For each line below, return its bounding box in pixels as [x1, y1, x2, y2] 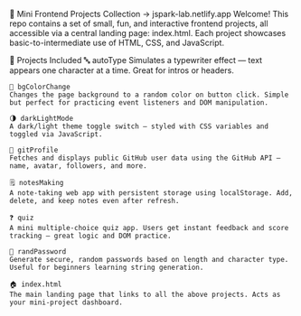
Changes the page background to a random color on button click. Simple [9, 90, 289, 99]
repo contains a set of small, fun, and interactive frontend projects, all [9, 18, 268, 29]
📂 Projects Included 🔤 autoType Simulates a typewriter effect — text [9, 55, 263, 65]
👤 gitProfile [9, 145, 59, 154]
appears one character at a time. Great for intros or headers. [9, 65, 235, 76]
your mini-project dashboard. [9, 298, 124, 307]
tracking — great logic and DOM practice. [9, 231, 172, 240]
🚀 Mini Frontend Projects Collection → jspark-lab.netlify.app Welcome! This [9, 9, 289, 19]
